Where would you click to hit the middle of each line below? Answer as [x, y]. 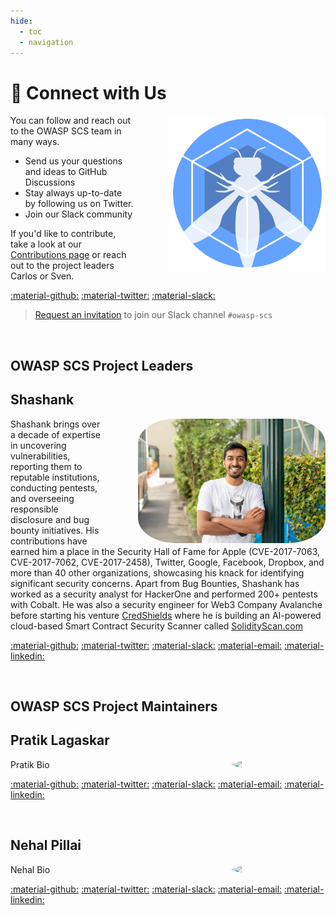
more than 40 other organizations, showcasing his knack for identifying [157, 572]
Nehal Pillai [46, 845]
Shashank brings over [55, 424]
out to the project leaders [62, 266]
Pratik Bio [30, 764]
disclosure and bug [50, 519]
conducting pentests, [54, 487]
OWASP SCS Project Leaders [102, 365]
